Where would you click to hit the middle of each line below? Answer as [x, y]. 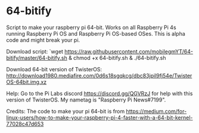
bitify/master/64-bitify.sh [37, 58]
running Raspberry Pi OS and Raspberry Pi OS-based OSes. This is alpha [96, 33]
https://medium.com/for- [156, 111]
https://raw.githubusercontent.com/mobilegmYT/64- [129, 51]
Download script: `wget [35, 51]
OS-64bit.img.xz [27, 82]
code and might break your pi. [43, 40]
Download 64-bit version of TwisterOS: [54, 69]
